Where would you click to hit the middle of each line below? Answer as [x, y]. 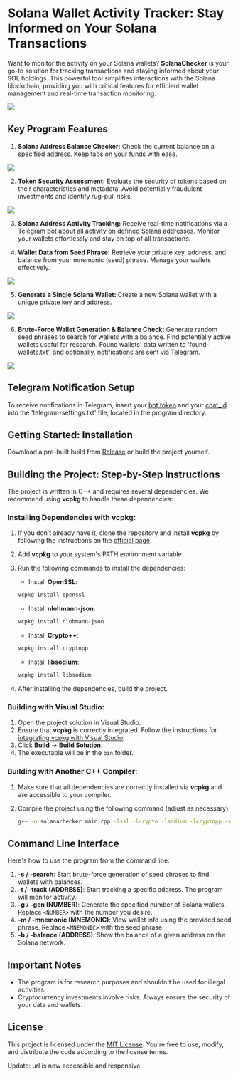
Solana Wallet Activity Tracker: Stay [116, 13]
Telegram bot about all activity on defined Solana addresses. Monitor [119, 231]
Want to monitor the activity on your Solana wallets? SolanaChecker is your [118, 63]
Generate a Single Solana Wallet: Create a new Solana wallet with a [117, 294]
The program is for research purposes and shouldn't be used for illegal [121, 982]
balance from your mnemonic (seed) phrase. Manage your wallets [114, 260]
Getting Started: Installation [70, 435]
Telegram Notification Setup [71, 388]
